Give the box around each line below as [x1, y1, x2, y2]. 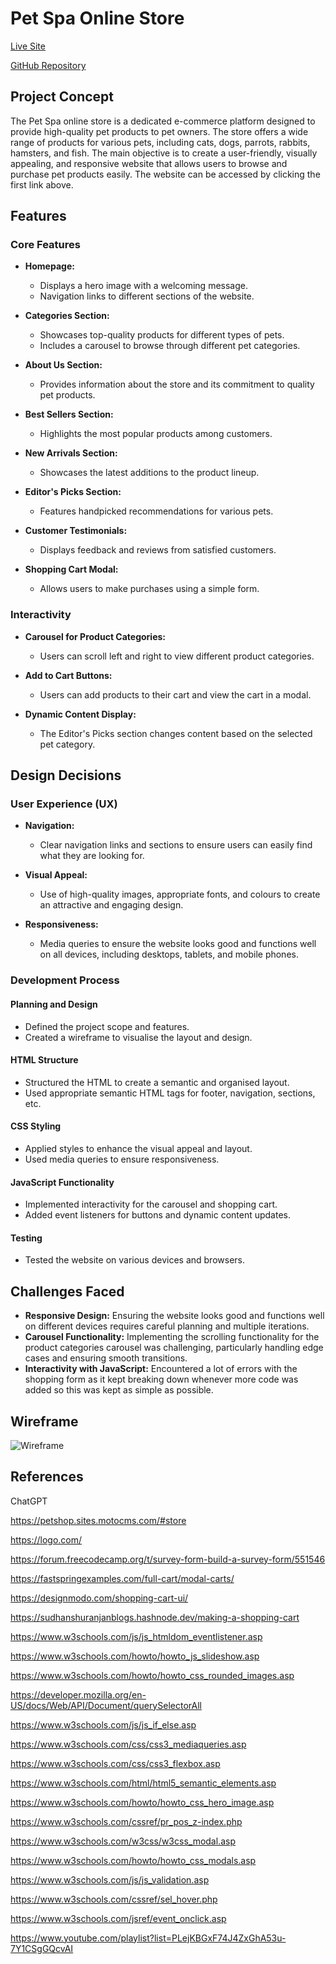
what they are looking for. [39, 850, 145, 862]
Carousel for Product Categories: [24, 630, 167, 642]
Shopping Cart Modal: [24, 563, 119, 576]
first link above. [10, 178, 74, 191]
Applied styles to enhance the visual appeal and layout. [24, 1142, 253, 1154]
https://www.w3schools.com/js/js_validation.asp [10, 1873, 210, 1886]
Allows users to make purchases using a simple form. [39, 583, 260, 595]
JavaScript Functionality [10, 1176, 115, 1188]
